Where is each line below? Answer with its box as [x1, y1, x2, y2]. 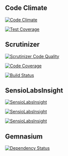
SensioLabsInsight [5, 86, 64, 95]
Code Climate [5, 4, 47, 12]
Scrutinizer [5, 40, 40, 49]
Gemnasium [5, 132, 43, 140]
